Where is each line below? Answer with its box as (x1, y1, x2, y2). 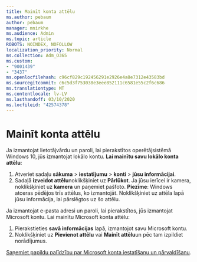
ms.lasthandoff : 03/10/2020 (6, 96, 75, 102)
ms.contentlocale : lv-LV (6, 91, 67, 97)
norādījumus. (14, 237, 47, 245)
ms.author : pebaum (6, 14, 51, 20)
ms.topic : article (6, 36, 51, 42)
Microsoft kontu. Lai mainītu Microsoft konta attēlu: (6, 214, 130, 221)
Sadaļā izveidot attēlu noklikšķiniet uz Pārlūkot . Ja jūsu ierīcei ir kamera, (14, 177, 191, 184)
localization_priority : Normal (6, 47, 83, 53)
